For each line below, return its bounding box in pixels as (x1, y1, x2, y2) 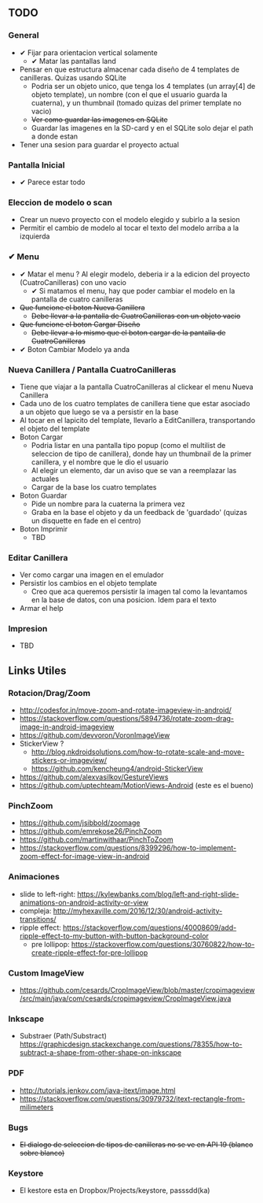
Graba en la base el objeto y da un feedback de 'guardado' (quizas (31, 507, 247, 516)
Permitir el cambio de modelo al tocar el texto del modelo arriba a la (19, 224, 239, 233)
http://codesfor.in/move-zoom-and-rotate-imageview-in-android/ (19, 705, 232, 715)
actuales (31, 474, 60, 483)
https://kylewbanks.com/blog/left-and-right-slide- (77, 889, 239, 898)
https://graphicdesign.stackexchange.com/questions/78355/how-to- (19, 1039, 243, 1049)
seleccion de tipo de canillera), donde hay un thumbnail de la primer (31, 449, 252, 458)
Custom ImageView (8, 968, 85, 979)
